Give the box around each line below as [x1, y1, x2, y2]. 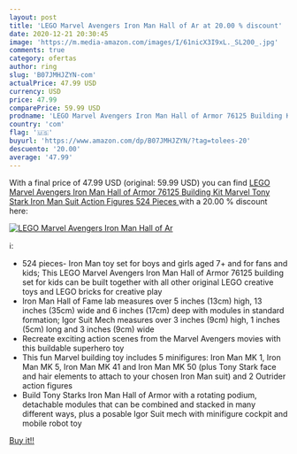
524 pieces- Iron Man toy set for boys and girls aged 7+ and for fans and [21, 258, 288, 268]
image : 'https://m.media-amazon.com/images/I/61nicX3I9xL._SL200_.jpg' [9, 37, 278, 47]
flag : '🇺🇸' [9, 128, 53, 137]
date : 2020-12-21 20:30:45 [9, 29, 109, 38]
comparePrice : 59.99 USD [9, 104, 101, 112]
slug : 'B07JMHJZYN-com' [9, 71, 97, 80]
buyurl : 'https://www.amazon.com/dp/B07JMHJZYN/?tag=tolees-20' [9, 136, 251, 145]
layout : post [9, 12, 57, 22]
